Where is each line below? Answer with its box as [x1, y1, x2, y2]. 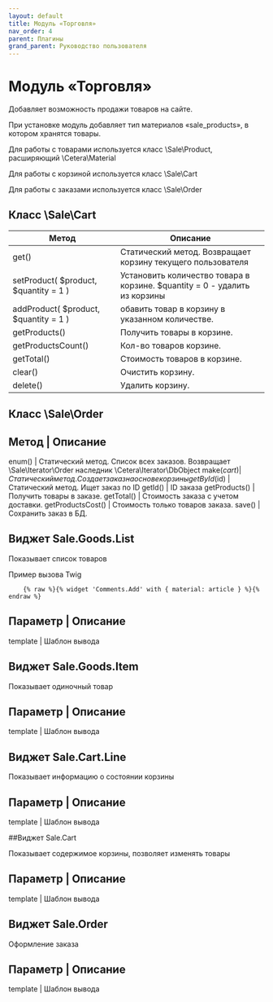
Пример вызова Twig [8, 569, 82, 579]
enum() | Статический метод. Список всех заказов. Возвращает [8, 457, 231, 467]
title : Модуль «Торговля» [8, 20, 96, 28]
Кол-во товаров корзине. [120, 340, 222, 351]
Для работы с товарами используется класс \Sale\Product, [8, 144, 213, 155]
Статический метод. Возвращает [120, 246, 252, 257]
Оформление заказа [8, 938, 79, 949]
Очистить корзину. [120, 366, 195, 377]
